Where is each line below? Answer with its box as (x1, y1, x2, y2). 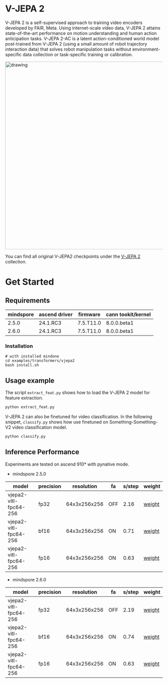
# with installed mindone (5, 354, 59, 359)
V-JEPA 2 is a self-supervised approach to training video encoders (5, 20, 142, 26)
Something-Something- (109, 419, 158, 425)
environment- (132, 46, 160, 52)
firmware (78, 311, 101, 318)
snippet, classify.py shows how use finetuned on (5, 419, 108, 425)
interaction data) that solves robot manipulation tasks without (5, 46, 131, 52)
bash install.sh (5, 363, 39, 368)
